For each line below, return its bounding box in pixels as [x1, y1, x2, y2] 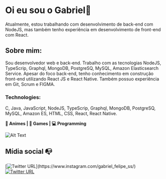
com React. [5, 32, 29, 38]
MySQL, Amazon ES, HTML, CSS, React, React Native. [5, 111, 117, 117]
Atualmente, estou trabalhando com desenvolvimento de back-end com [5, 21, 153, 27]
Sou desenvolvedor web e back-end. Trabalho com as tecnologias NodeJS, [5, 60, 161, 66]
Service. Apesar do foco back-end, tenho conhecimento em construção [5, 70, 154, 76]
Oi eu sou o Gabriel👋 [5, 5, 91, 16]
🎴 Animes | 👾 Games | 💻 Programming [5, 121, 87, 127]
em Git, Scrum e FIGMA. [5, 81, 55, 87]
